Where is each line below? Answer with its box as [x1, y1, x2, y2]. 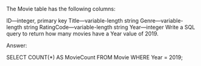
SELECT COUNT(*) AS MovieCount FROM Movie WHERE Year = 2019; [6, 54, 183, 61]
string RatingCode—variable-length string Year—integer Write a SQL [23, 24, 196, 31]
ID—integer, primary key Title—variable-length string [6, 17, 139, 24]
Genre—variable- [139, 17, 184, 24]
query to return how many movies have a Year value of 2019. [6, 30, 159, 37]
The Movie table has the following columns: [6, 5, 116, 12]
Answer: [6, 42, 27, 49]
